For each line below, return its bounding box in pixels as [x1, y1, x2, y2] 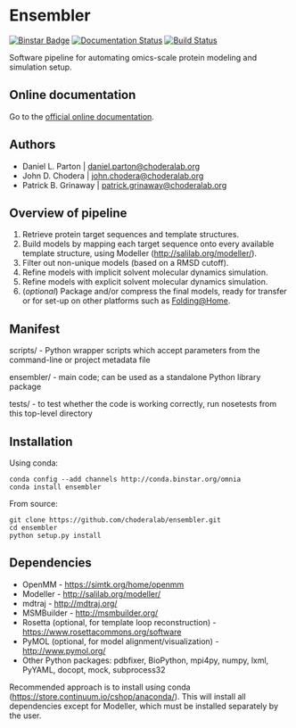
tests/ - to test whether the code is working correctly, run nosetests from [9, 399, 277, 409]
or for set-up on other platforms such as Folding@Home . [21, 295, 231, 306]
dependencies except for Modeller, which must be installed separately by [9, 700, 279, 711]
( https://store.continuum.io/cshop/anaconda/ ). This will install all [9, 691, 247, 701]
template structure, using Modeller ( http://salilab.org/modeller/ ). [21, 248, 257, 259]
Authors [9, 137, 56, 153]
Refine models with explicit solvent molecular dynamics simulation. [21, 277, 268, 287]
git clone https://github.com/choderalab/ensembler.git [9, 516, 221, 525]
